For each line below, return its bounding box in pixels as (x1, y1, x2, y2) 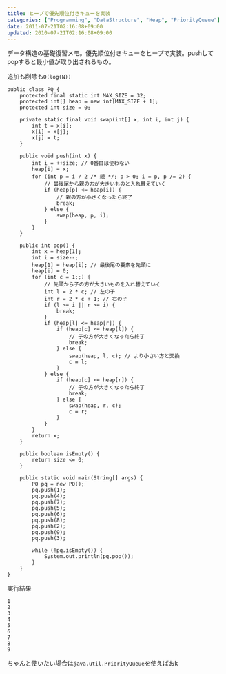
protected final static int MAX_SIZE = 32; (19, 92, 147, 99)
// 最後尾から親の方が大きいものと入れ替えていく (43, 181, 167, 188)
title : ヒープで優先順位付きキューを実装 (7, 10, 111, 17)
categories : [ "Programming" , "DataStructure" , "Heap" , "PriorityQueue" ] (7, 17, 220, 23)
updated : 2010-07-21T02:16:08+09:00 (7, 29, 112, 37)
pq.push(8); (32, 517, 67, 524)
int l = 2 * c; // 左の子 (43, 288, 116, 295)
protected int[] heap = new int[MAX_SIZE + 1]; (19, 98, 158, 106)
